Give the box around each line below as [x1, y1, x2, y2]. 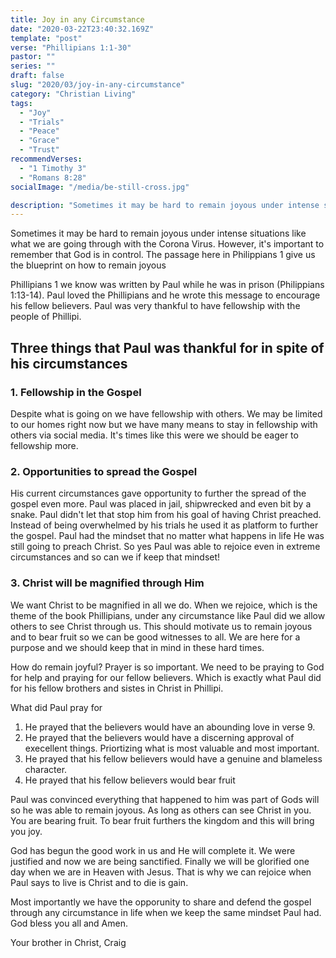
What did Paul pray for [10, 701, 103, 713]
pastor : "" [10, 52, 56, 62]
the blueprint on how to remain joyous [10, 259, 167, 271]
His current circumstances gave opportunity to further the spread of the [10, 487, 307, 500]
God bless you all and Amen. [10, 917, 129, 929]
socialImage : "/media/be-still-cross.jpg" [10, 182, 190, 192]
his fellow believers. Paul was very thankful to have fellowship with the [10, 300, 301, 312]
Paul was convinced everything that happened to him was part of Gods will [10, 793, 320, 805]
